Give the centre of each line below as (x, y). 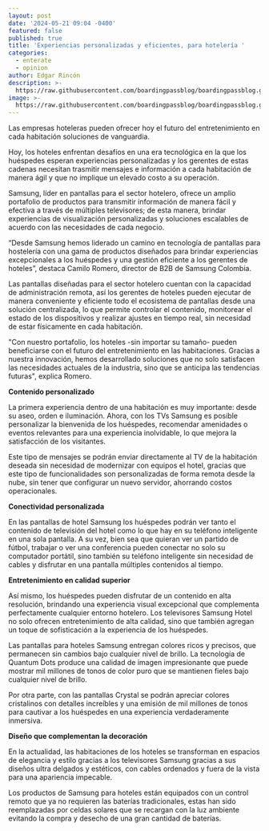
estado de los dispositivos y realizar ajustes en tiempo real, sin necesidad (130, 318)
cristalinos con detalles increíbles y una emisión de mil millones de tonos (128, 703)
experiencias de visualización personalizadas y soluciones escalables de (128, 219)
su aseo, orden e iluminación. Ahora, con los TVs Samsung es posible (123, 416)
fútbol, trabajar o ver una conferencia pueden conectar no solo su (117, 548)
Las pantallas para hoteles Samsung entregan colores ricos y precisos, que (132, 646)
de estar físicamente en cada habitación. (75, 326)
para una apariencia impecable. (60, 777)
